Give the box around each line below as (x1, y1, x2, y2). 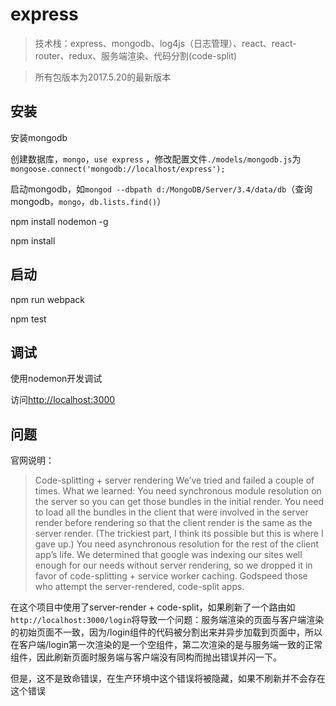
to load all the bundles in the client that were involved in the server (34, 506, 309, 518)
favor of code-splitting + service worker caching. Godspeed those (34, 570, 308, 582)
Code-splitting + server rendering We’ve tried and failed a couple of (34, 474, 315, 487)
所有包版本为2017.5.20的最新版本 (34, 71, 172, 83)
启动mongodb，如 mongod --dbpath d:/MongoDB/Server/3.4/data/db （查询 (10, 183, 313, 195)
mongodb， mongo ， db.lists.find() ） (10, 195, 167, 207)
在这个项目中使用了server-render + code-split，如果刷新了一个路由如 (10, 601, 296, 613)
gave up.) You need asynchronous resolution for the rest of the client (34, 538, 320, 550)
